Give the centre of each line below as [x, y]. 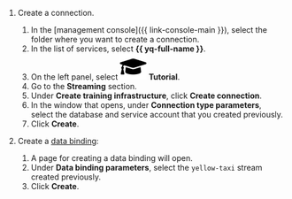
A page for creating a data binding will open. [111, 158]
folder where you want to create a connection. [115, 39]
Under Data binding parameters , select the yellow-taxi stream [146, 168]
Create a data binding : [58, 141]
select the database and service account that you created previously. [157, 115]
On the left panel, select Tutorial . [105, 77]
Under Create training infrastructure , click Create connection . [146, 96]
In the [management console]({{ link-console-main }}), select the [149, 30]
